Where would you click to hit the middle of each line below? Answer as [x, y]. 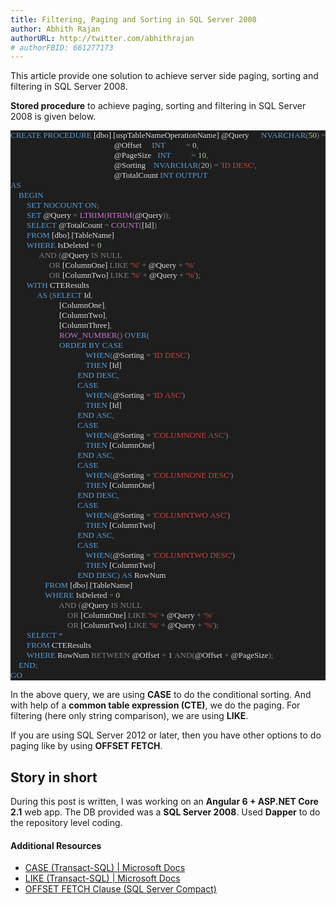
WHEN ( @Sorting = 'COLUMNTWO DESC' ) [160, 555]
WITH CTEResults [58, 285]
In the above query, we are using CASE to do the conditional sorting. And [161, 695]
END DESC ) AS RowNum [122, 575]
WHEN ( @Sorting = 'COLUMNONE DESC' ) [159, 475]
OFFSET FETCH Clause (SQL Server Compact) [120, 889]
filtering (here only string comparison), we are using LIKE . [129, 716]
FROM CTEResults [59, 645]
